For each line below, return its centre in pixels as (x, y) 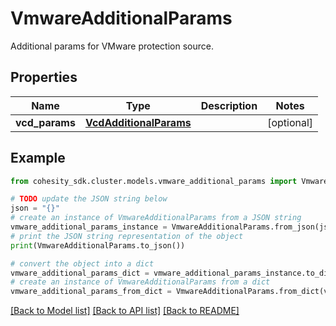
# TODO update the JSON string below (89, 199)
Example (38, 158)
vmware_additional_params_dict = (80, 273)
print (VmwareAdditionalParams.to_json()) (98, 245)
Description (229, 105)
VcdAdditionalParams (138, 122)
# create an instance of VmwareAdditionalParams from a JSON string (156, 218)
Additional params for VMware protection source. (112, 46)
